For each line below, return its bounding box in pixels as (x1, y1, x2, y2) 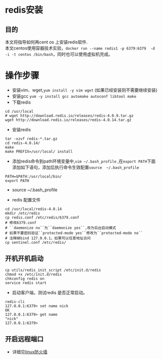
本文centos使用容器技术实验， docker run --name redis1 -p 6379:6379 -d (5, 45, 155, 51)
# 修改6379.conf (5, 220, 36, 225)
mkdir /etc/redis (5, 211, 40, 215)
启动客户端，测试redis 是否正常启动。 (12, 289, 88, 295)
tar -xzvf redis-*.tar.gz (5, 136, 57, 141)
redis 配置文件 (12, 197, 41, 202)
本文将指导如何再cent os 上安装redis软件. (5, 39, 88, 45)
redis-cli (5, 299, 25, 304)
